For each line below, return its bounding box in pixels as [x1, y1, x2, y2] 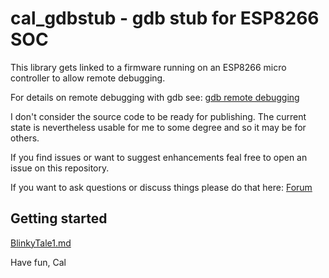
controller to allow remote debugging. [10, 72, 166, 84]
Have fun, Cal [10, 256, 67, 268]
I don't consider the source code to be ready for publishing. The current [10, 110, 307, 122]
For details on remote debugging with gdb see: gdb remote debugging [10, 91, 300, 103]
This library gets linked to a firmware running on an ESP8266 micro [10, 61, 287, 73]
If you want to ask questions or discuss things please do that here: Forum [10, 181, 313, 193]
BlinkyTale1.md [10, 237, 72, 249]
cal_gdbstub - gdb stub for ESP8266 [10, 7, 320, 30]
